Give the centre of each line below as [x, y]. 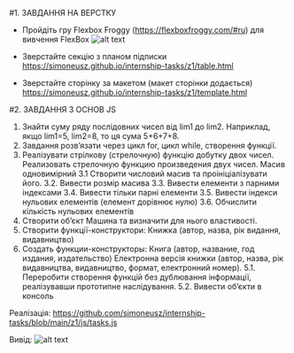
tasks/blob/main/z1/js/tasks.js [63, 322]
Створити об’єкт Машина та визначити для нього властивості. [139, 221]
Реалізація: [30, 313]
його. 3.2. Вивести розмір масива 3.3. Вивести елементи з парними [151, 183]
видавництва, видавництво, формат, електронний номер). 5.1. [139, 268]
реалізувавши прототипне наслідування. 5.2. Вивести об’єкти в [142, 286]
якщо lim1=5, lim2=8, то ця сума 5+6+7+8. [101, 136]
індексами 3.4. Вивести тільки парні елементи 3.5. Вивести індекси [150, 192]
